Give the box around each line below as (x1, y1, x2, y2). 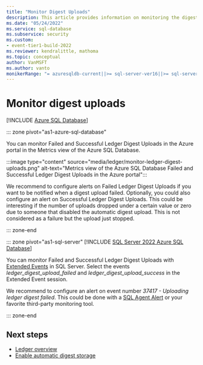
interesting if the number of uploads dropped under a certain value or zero (6, 202, 192, 209)
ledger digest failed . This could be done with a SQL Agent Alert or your (6, 294, 183, 301)
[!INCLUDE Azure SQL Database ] (6, 117, 89, 124)
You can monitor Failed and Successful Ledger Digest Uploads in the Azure (6, 140, 194, 147)
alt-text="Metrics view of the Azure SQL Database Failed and (41, 164, 193, 172)
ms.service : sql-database (6, 25, 71, 32)
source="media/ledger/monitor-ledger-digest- (67, 158, 183, 166)
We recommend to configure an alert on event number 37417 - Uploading (6, 288, 189, 295)
